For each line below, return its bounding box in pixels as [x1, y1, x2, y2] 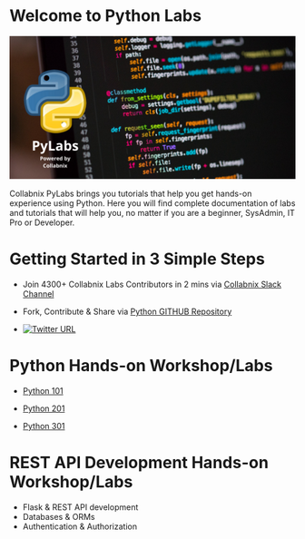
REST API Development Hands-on [9, 453, 270, 473]
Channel [22, 288, 54, 299]
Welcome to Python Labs [9, 5, 202, 26]
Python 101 [22, 385, 64, 396]
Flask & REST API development [22, 501, 139, 513]
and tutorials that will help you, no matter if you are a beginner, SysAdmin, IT [9, 207, 295, 218]
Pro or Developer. [9, 217, 75, 228]
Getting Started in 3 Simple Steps [9, 249, 265, 269]
